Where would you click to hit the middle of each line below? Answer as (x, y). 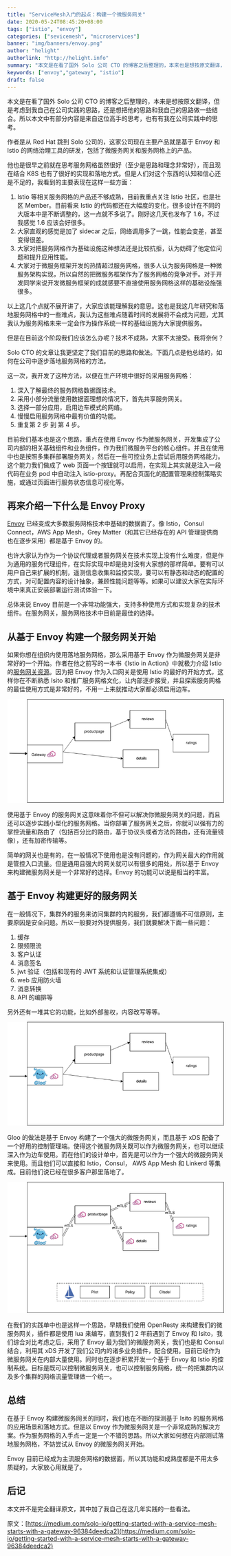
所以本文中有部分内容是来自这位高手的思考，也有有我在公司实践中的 (115, 118)
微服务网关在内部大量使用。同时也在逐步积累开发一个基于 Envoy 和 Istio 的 (112, 1359)
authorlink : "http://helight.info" (58, 58)
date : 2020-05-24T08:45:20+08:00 (55, 22)
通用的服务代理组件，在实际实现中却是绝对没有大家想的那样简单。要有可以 (118, 564)
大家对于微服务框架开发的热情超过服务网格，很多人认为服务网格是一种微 (119, 266)
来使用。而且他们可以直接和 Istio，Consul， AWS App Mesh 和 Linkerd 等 (111, 1163)
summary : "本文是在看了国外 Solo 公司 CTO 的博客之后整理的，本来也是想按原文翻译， (116, 65)
